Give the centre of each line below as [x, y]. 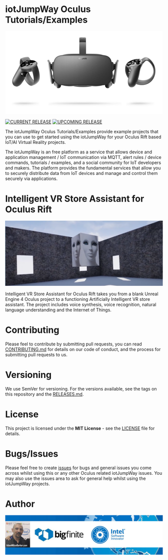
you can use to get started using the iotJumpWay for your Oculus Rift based [83, 137]
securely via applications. [31, 178]
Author [20, 504]
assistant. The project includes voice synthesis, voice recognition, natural [81, 304]
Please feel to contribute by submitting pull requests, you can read [74, 344]
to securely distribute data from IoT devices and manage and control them [81, 173]
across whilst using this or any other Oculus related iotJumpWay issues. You [84, 473]
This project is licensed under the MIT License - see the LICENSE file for [80, 428]
